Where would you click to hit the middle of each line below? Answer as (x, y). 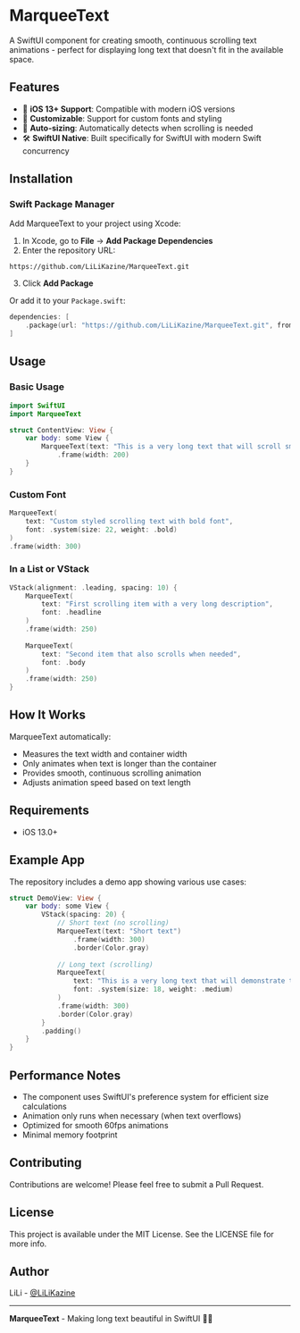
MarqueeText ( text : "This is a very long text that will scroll (161, 447)
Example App (47, 860)
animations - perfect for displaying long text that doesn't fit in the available (146, 49)
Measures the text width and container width (104, 754)
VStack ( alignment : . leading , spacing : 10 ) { (93, 587)
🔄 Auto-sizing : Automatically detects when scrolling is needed (137, 128)
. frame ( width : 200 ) (93, 455)
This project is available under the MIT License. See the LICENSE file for (142, 1234)
